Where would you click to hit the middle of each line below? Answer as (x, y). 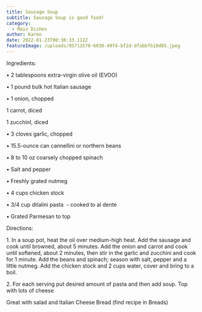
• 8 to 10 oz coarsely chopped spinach (55, 157)
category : (19, 23)
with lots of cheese (30, 290)
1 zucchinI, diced (27, 122)
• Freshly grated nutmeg (37, 181)
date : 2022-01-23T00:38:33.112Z (47, 40)
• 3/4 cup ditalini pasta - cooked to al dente (62, 204)
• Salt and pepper (29, 169)
